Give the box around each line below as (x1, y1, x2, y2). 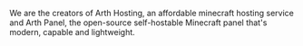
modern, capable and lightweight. (9, 27, 136, 37)
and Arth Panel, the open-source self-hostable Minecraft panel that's (9, 17, 268, 28)
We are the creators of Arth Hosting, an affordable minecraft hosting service (9, 8, 295, 18)
